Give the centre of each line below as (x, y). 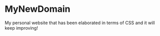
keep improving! (21, 28)
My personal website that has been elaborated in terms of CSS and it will (80, 23)
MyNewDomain (38, 9)
